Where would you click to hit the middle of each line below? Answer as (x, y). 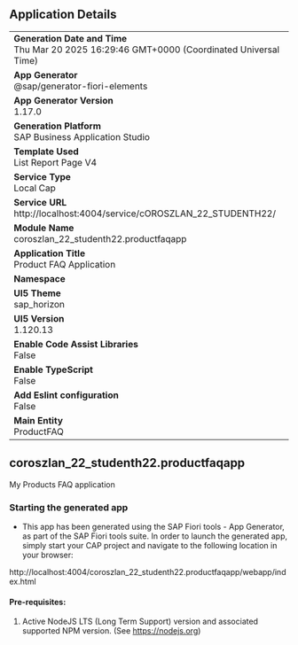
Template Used (47, 152)
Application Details (63, 15)
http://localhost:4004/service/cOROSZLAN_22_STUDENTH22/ (145, 214)
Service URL (40, 202)
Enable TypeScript (53, 369)
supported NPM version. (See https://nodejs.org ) (111, 631)
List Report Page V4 (55, 162)
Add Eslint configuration (67, 395)
